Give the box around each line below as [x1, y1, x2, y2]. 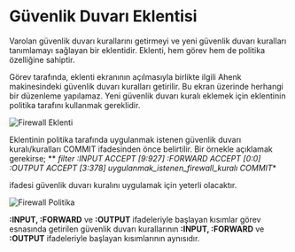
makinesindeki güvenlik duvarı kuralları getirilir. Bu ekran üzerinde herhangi [9, 81, 283, 91]
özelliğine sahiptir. [9, 54, 75, 65]
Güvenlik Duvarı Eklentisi [9, 6, 198, 27]
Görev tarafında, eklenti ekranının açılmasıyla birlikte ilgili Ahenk [9, 71, 242, 82]
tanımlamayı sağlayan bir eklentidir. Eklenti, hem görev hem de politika [9, 44, 266, 55]
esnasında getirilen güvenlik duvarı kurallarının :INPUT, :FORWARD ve [9, 224, 265, 234]
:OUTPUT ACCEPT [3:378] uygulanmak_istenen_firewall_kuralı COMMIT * [9, 162, 277, 173]
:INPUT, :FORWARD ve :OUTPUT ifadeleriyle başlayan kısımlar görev [9, 214, 261, 224]
